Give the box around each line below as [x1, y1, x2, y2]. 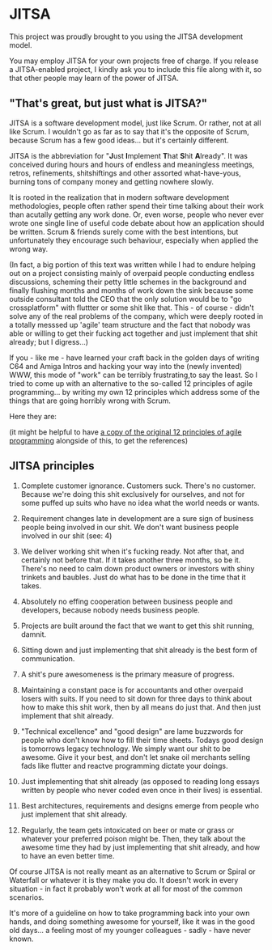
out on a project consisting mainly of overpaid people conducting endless [9, 268, 255, 278]
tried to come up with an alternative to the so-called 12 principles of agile [9, 378, 253, 388]
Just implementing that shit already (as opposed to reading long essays [20, 776, 260, 786]
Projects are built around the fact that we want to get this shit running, [20, 621, 254, 630]
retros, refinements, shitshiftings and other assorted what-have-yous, [9, 168, 241, 178]
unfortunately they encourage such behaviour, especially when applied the [9, 235, 259, 245]
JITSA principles [9, 459, 96, 473]
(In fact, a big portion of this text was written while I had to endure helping [9, 260, 256, 269]
